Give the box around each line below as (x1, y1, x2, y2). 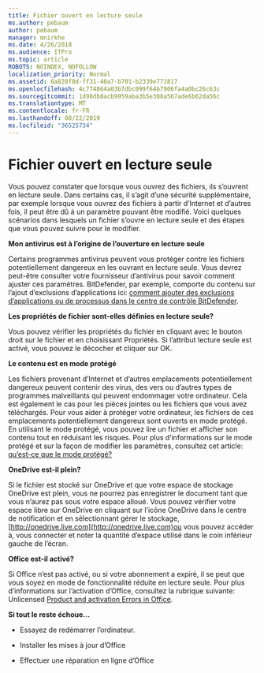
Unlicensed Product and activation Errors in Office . (8, 594, 173, 604)
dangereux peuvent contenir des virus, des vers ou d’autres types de (8, 382, 232, 391)
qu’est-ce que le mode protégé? (8, 449, 113, 458)
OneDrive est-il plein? (8, 465, 81, 474)
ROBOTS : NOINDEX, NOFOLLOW (8, 63, 97, 71)
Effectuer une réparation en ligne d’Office (19, 656, 154, 665)
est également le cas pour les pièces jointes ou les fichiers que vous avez (8, 399, 247, 409)
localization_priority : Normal (8, 70, 111, 78)
